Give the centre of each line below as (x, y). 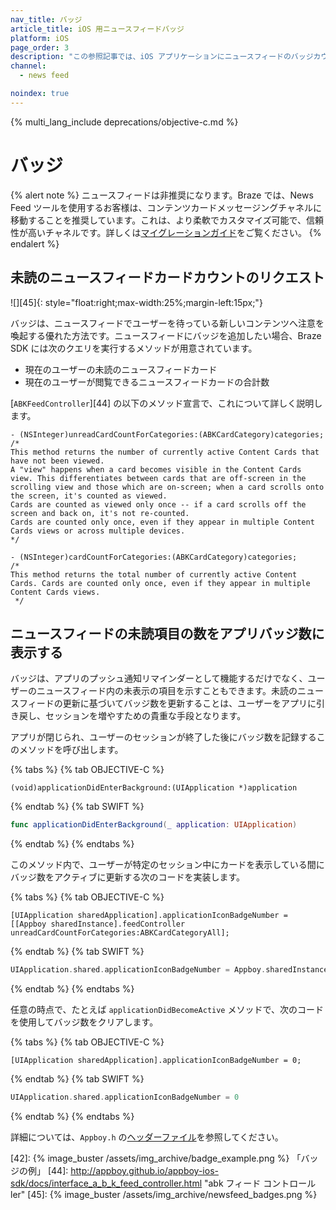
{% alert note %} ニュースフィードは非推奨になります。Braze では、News (162, 195)
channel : (28, 66)
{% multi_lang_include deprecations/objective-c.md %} (124, 122)
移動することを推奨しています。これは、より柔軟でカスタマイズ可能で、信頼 (167, 220)
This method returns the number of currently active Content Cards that (165, 452)
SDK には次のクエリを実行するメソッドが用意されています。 (134, 348)
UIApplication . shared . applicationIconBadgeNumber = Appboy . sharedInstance (169, 970)
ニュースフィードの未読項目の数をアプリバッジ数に (167, 633)
